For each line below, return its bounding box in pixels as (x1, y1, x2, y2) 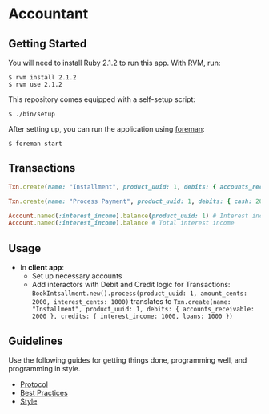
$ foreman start (8, 140, 62, 148)
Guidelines (8, 334, 63, 347)
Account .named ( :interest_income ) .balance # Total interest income (8, 219, 235, 227)
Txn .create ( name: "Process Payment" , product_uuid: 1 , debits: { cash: (8, 197, 252, 205)
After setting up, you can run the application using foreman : (8, 124, 206, 133)
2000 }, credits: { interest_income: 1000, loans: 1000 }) (31, 312, 234, 321)
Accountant (8, 5, 89, 23)
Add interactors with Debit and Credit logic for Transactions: (31, 280, 231, 290)
